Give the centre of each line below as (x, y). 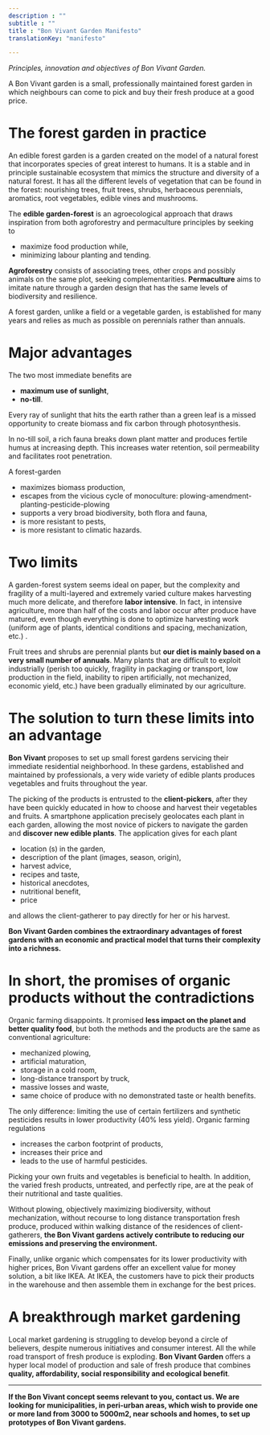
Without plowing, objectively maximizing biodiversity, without (110, 1209)
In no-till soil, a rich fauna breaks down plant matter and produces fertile (128, 439)
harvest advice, (46, 866)
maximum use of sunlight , (64, 391)
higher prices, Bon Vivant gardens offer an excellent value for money (122, 1267)
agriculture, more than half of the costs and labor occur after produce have (133, 611)
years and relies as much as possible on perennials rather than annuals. (127, 321)
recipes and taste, (50, 874)
